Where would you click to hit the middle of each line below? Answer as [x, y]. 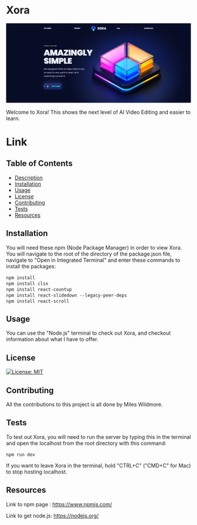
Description [28, 178]
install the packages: [31, 266]
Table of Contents [40, 164]
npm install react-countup [39, 289]
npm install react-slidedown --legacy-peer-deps [67, 295]
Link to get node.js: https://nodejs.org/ [52, 516]
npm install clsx [27, 284]
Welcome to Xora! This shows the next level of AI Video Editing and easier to [98, 112]
